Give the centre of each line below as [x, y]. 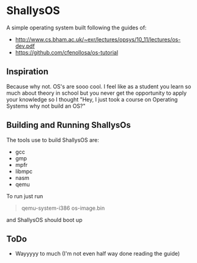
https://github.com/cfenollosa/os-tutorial [66, 52]
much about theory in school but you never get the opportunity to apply [97, 93]
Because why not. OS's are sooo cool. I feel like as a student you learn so [99, 86]
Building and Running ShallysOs [69, 125]
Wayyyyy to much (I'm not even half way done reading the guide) [98, 254]
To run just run [25, 196]
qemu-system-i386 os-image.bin [63, 208]
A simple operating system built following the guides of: [76, 28]
